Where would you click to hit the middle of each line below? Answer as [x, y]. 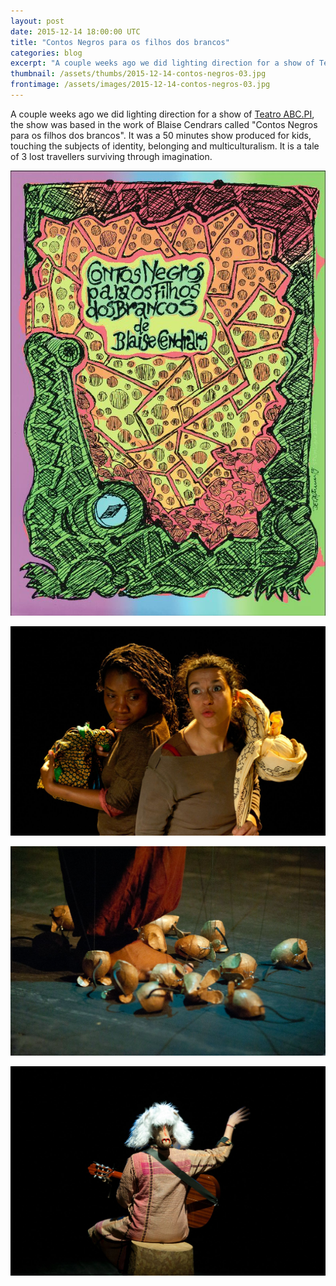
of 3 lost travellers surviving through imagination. [111, 156]
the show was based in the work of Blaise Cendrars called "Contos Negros [164, 124]
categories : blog [46, 53]
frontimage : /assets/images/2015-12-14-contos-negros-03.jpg [140, 85]
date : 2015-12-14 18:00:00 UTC [75, 31]
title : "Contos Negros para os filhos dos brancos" [120, 42]
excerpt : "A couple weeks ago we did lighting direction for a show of [162, 63]
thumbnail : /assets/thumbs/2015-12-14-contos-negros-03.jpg [138, 74]
